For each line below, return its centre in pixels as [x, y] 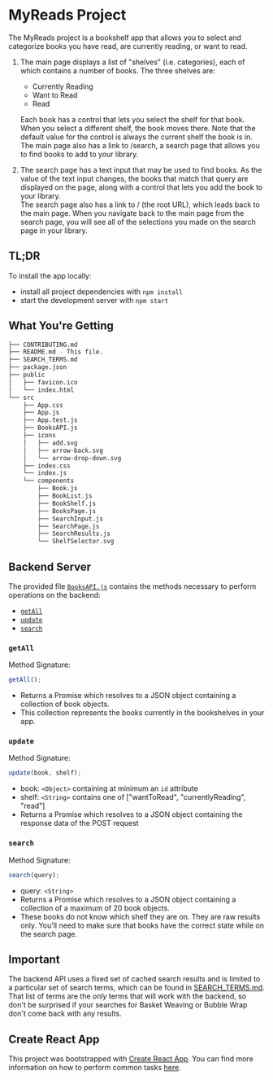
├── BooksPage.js [67, 511]
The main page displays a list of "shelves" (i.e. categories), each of [132, 62]
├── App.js [41, 413]
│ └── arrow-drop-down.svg [72, 458]
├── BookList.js [65, 496]
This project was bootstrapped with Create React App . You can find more [131, 1059]
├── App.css [43, 405]
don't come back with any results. [65, 1014]
